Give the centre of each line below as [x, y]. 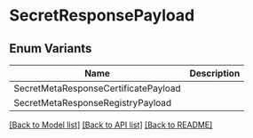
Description [215, 73]
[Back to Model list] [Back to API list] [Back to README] [111, 125]
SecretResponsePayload [102, 16]
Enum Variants [51, 49]
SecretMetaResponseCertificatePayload [97, 88]
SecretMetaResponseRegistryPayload [93, 103]
